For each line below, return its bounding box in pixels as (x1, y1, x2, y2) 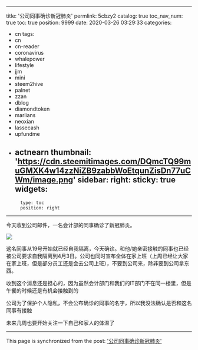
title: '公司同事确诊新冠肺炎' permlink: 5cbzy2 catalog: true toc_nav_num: (6, 12, 183, 19)
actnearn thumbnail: (14, 148, 91, 158)
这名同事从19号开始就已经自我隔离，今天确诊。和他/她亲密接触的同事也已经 (6, 245, 189, 252)
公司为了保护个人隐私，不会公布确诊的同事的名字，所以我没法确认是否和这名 (6, 299, 192, 306)
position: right (20, 205, 60, 211)
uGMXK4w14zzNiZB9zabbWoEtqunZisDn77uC (14, 166, 192, 176)
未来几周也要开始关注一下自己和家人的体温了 (6, 319, 115, 326)
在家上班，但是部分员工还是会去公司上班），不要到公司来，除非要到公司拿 (6, 259, 184, 266)
